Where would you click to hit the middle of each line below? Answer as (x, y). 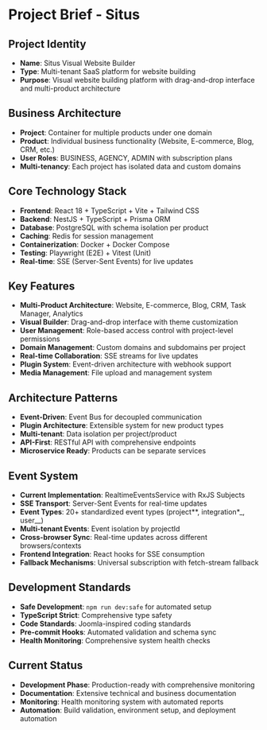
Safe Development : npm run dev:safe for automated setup (116, 607)
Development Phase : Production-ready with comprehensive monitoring (137, 685)
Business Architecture (65, 113)
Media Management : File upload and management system (116, 373)
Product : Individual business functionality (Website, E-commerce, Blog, (137, 141)
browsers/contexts (50, 546)
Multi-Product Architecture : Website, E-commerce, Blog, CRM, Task (133, 305)
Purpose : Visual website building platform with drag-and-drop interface (137, 80)
